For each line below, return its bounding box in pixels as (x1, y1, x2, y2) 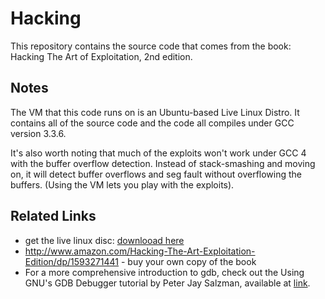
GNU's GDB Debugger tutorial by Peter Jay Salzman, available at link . (24, 277, 311, 289)
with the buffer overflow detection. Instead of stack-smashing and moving (10, 157, 316, 169)
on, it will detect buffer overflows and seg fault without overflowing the (10, 168, 303, 180)
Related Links (10, 208, 97, 225)
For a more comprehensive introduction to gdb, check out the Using (24, 266, 305, 278)
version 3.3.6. (10, 127, 67, 139)
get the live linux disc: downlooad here (24, 234, 185, 246)
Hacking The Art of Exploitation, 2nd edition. (10, 50, 193, 62)
